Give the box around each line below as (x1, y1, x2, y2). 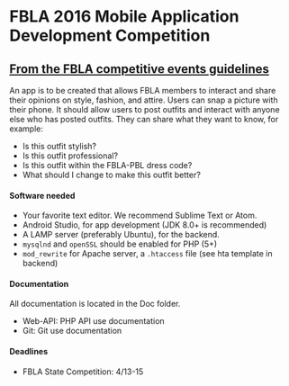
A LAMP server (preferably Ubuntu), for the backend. (22, 229, 221, 240)
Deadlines (9, 346, 49, 356)
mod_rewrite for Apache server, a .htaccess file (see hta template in (22, 248, 273, 259)
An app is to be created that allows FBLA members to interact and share (9, 85, 276, 95)
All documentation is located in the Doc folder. (9, 299, 181, 310)
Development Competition (9, 25, 211, 46)
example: (9, 123, 43, 134)
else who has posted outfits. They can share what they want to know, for (9, 114, 279, 124)
